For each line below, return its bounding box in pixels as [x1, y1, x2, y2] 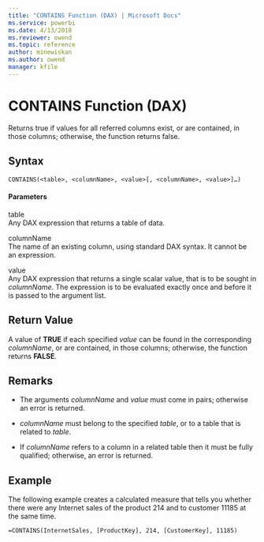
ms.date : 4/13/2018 [8, 26, 73, 34]
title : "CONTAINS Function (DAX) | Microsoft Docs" [8, 11, 181, 20]
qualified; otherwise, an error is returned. [19, 451, 154, 461]
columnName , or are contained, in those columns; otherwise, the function [8, 343, 248, 352]
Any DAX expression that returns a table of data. [8, 218, 165, 228]
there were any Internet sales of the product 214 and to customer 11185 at [8, 503, 247, 513]
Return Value [8, 314, 73, 327]
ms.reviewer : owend [8, 33, 73, 42]
